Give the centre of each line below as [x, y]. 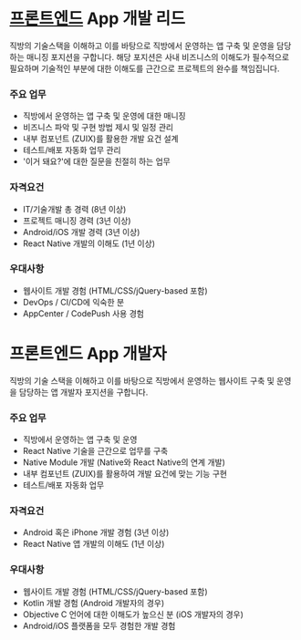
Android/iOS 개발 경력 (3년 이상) [81, 232]
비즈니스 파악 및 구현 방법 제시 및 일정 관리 [98, 128]
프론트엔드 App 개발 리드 [97, 19]
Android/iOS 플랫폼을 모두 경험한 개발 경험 [99, 625]
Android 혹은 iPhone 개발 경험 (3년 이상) [96, 532]
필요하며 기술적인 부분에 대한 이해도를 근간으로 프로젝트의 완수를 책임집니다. [145, 68]
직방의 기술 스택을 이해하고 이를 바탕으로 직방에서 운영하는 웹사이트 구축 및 [142, 380]
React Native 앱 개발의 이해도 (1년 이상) [93, 544]
